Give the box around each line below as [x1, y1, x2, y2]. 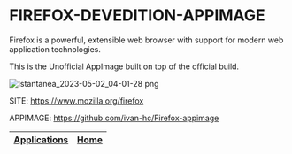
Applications [13, 134, 69, 146]
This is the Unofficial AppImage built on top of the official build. [9, 61, 240, 72]
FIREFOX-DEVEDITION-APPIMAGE [9, 5, 265, 26]
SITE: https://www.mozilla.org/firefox [9, 95, 144, 106]
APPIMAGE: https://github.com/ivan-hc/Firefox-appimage [9, 112, 219, 123]
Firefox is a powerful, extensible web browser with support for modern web [9, 35, 284, 45]
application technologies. [9, 43, 102, 54]
